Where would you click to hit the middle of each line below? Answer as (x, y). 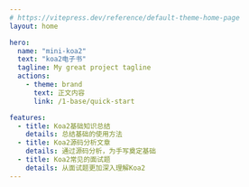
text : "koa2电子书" (52, 60)
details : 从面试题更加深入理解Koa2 (86, 168)
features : (28, 117)
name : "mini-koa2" (52, 51)
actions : (34, 76)
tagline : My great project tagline (84, 68)
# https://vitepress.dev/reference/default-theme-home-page (125, 18)
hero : (19, 42)
